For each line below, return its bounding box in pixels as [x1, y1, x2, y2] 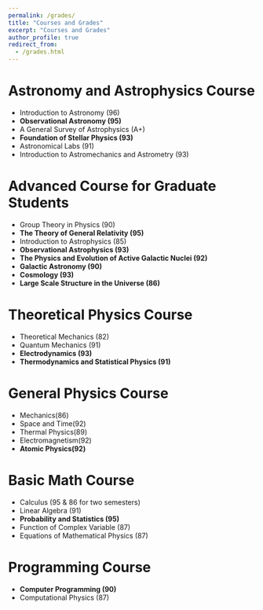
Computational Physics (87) [19, 593, 110, 602]
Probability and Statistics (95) [19, 514, 120, 524]
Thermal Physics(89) [19, 427, 88, 436]
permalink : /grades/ [8, 11, 76, 20]
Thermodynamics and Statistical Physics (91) [19, 357, 171, 366]
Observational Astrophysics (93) [19, 244, 130, 254]
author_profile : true [8, 33, 79, 42]
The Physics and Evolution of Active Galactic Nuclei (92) [19, 253, 208, 263]
